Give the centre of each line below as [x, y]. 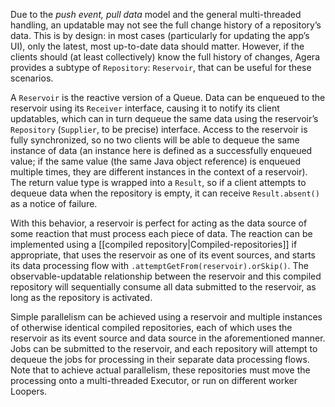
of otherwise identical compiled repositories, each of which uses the [151, 327]
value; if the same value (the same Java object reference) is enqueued [155, 161]
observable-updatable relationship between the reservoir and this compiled [166, 276]
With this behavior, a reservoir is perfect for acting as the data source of [159, 223]
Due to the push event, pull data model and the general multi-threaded [156, 14]
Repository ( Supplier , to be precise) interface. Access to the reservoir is [159, 129]
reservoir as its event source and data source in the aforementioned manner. [168, 338]
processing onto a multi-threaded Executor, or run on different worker [154, 380]
